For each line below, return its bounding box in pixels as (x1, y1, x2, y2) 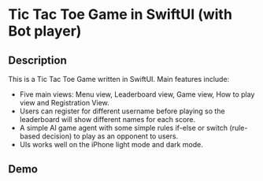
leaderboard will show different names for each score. (19, 115, 196, 124)
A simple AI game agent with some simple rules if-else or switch (19, 124, 228, 132)
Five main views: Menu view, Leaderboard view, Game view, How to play (19, 90, 255, 99)
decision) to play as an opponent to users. (42, 131, 179, 141)
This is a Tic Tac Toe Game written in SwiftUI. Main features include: (8, 75, 230, 83)
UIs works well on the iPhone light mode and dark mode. (19, 140, 203, 149)
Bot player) (8, 22, 82, 40)
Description (8, 54, 67, 67)
